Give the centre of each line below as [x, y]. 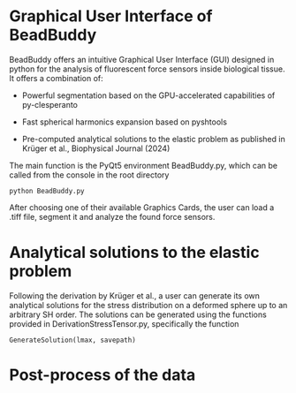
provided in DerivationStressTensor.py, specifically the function [124, 323]
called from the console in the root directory [89, 175]
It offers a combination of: [56, 78]
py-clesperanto [49, 104]
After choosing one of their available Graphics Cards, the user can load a [142, 207]
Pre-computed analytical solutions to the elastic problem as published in [153, 139]
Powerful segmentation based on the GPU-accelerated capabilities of [148, 95]
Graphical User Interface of [111, 16]
